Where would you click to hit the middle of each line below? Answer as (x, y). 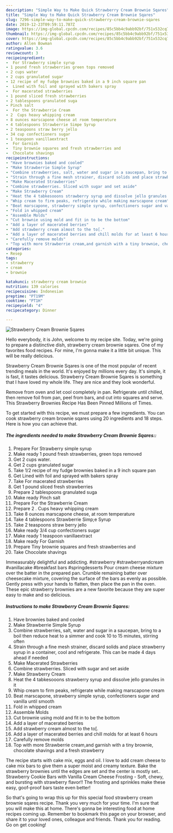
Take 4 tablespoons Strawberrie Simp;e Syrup (62, 519)
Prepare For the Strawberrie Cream (50, 503)
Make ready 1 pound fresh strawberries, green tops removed (77, 454)
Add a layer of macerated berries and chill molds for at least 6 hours (85, 734)
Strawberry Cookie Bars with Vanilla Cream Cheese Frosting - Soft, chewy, (85, 777)
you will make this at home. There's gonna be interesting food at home (80, 808)
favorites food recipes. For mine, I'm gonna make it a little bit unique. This (83, 350)
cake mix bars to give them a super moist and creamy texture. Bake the (81, 766)
